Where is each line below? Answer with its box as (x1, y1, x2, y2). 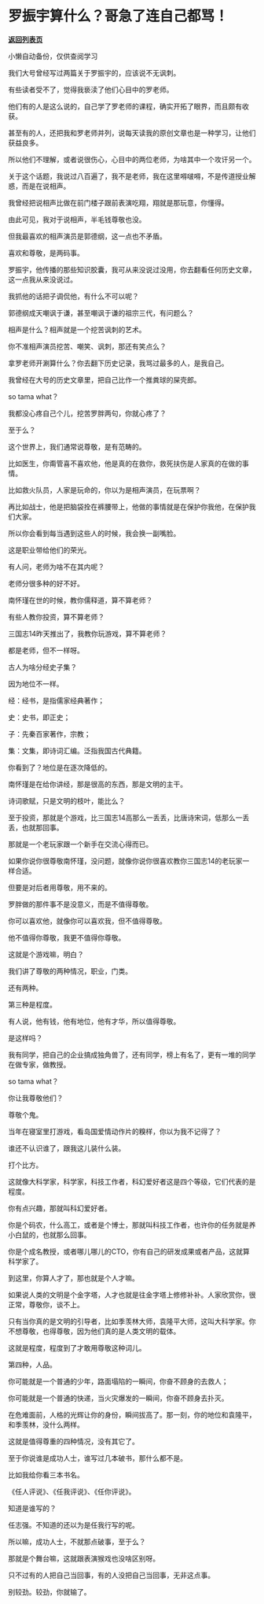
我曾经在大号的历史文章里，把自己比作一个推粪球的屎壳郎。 (8, 375, 201, 384)
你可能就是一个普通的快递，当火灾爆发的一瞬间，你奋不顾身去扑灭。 (8, 1393, 229, 1403)
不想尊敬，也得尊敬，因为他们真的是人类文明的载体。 (8, 1326, 181, 1336)
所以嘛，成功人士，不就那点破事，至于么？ (8, 1536, 146, 1547)
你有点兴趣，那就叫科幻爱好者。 (8, 1203, 112, 1213)
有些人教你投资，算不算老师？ (8, 612, 104, 622)
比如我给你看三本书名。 (8, 1469, 84, 1480)
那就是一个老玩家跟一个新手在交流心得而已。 (8, 839, 153, 848)
